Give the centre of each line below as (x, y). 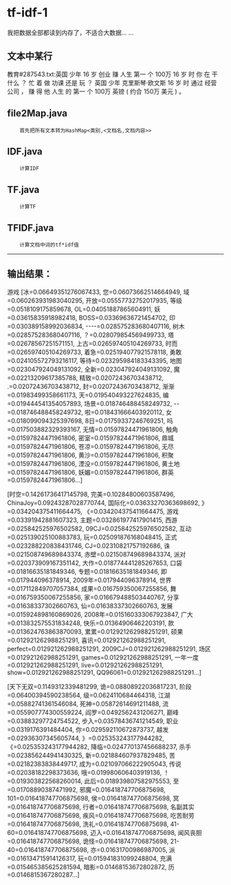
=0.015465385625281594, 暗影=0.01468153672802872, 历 (91, 866)
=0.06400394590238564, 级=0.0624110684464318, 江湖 (89, 695)
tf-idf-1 (27, 13)
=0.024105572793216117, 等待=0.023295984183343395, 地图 (95, 360)
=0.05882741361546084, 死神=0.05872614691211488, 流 (88, 704)
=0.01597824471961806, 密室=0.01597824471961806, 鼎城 (90, 438)
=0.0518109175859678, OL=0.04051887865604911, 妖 (84, 309)
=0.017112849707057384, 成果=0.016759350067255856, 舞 (92, 588)
